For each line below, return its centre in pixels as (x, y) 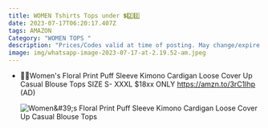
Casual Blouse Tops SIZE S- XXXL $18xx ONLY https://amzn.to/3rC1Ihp (138, 84)
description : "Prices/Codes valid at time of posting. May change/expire (134, 46)
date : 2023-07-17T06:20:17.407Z (62, 23)
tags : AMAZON (30, 30)
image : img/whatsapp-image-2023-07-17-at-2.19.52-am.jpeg (107, 53)
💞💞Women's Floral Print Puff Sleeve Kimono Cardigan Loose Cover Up (136, 76)
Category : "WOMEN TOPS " (50, 38)
